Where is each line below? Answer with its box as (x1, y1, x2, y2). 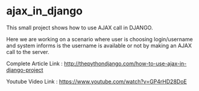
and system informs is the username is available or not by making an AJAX (6, 42, 192, 49)
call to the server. (6, 48, 49, 55)
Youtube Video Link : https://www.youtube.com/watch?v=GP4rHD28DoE (6, 78, 187, 85)
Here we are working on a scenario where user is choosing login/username (6, 35, 193, 43)
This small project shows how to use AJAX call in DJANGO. (6, 24, 153, 31)
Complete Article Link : (6, 60, 63, 67)
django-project (6, 66, 43, 73)
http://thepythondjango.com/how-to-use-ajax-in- (64, 60, 187, 67)
